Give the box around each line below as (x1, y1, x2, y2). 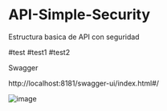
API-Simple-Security (8, 6, 151, 24)
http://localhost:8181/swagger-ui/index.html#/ (8, 78, 159, 88)
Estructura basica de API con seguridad (8, 32, 140, 42)
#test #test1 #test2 (8, 47, 71, 57)
